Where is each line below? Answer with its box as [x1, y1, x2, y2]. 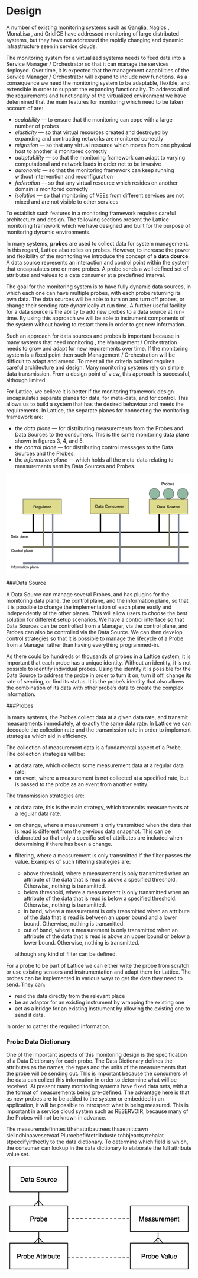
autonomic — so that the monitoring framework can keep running [14, 166, 174, 173]
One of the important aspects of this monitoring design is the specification [6, 1051, 187, 1058]
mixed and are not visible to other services [14, 198, 119, 205]
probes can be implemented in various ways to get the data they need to [6, 975, 183, 982]
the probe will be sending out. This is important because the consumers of [6, 1070, 188, 1077]
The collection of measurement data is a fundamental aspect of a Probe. [6, 744, 183, 751]
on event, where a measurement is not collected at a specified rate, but [14, 774, 189, 781]
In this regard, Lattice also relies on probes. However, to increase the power [6, 246, 190, 253]
